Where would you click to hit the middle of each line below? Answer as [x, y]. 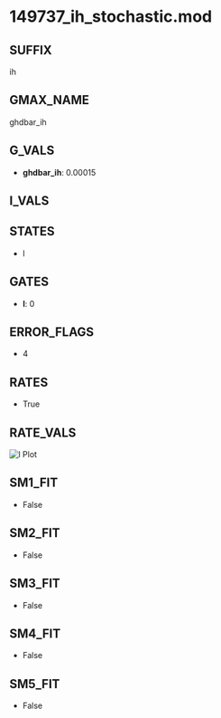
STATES [32, 231]
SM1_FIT [34, 483]
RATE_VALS [43, 432]
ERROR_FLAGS [52, 332]
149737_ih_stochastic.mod [111, 17]
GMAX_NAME [50, 100]
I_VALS [29, 201]
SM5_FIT [35, 684]
